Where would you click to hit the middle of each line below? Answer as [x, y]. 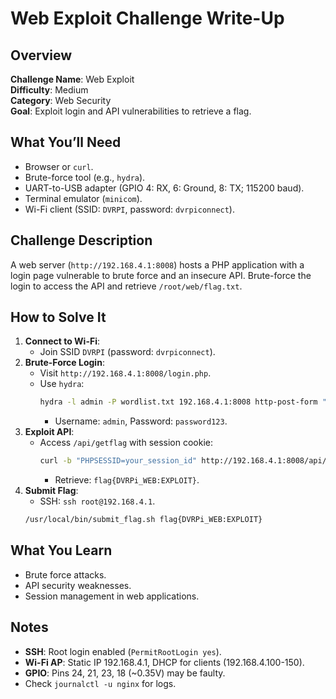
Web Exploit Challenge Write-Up [147, 18]
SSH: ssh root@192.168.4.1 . [97, 501]
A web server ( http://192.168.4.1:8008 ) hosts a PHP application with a [157, 264]
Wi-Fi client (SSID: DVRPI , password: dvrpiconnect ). [129, 209]
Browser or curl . [59, 166]
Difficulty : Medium [49, 90]
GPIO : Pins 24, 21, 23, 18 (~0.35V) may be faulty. [125, 673]
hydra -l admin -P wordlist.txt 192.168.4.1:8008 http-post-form [178, 402]
